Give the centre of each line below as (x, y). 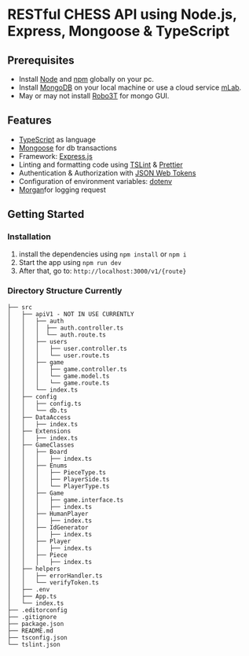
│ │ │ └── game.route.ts (59, 383)
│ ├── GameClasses (41, 445)
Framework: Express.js (56, 156)
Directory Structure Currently (65, 291)
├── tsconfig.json (37, 638)
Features (29, 121)
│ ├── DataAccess (39, 417)
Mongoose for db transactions (68, 148)
